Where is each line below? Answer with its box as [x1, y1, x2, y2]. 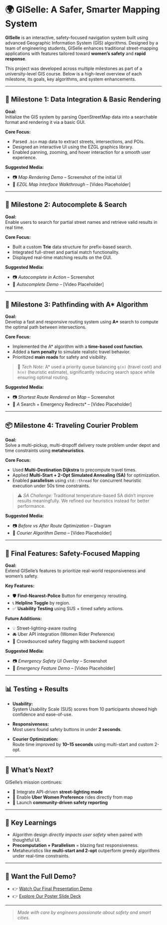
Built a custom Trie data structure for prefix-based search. [12, 243, 133, 250]
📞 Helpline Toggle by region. [12, 600, 71, 606]
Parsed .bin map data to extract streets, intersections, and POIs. [12, 138, 145, 144]
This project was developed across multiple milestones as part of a [5, 65, 143, 71]
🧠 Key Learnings [5, 819, 57, 827]
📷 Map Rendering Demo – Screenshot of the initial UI [12, 174, 122, 180]
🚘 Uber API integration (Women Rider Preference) [12, 631, 115, 637]
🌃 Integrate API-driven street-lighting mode [12, 789, 103, 795]
